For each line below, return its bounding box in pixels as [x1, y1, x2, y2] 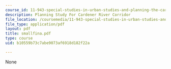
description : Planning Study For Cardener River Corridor [5, 12, 131, 17]
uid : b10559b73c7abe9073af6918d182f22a [5, 41, 90, 46]
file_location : [5, 17, 38, 22]
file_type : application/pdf [5, 21, 65, 27]
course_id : [5, 7, 28, 13]
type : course [5, 36, 33, 41]
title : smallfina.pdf [5, 31, 51, 36]
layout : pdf [5, 26, 31, 31]
